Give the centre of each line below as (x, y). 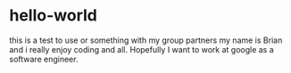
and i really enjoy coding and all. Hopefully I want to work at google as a (141, 49)
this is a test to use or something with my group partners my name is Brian (146, 40)
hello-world (54, 16)
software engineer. (44, 59)
